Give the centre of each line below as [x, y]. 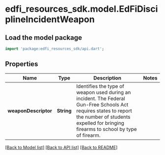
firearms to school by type [107, 129]
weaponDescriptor [30, 110]
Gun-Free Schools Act [102, 104]
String [64, 110]
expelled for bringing [100, 123]
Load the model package [44, 38]
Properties [22, 64]
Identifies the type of [100, 86]
